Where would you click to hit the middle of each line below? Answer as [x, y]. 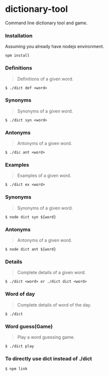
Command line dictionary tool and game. [46, 23]
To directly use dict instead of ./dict [49, 359]
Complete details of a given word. [52, 272]
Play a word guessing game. [46, 337]
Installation [19, 36]
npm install [17, 55]
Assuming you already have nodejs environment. [55, 47]
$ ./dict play [20, 346]
